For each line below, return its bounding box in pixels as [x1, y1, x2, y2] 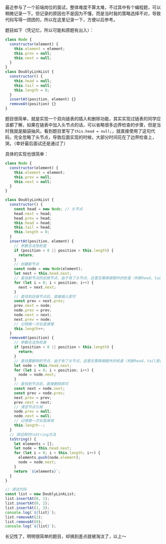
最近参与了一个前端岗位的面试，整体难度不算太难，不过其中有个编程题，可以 [5, 4, 161, 10]
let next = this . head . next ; [14, 271, 72, 276]
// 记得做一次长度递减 [14, 418, 54, 423]
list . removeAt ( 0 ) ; [5, 519, 43, 524]
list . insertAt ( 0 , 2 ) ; [5, 501, 50, 506]
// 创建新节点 [14, 262, 40, 267]
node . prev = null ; [14, 409, 52, 414]
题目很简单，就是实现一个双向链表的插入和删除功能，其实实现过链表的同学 [5, 116, 157, 121]
